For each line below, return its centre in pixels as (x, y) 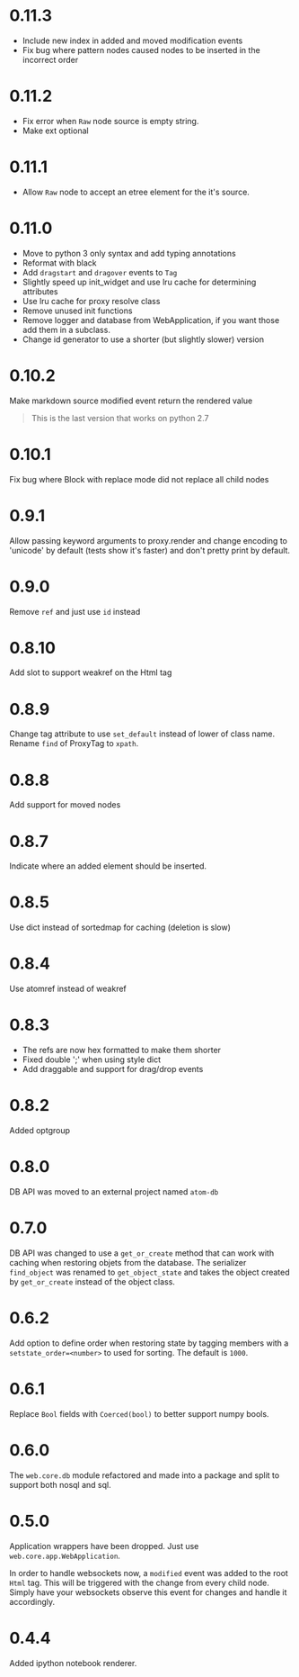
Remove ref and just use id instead (75, 611)
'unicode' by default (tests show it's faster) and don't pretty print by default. (149, 550)
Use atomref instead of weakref (68, 989)
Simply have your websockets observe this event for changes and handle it (148, 1592)
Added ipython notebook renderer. (73, 1663)
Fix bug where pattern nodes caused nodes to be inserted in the (141, 50)
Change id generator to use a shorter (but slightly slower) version (143, 339)
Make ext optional (55, 131)
